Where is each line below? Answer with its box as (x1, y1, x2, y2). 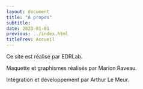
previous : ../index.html (6, 31, 68, 37)
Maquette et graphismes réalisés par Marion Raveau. (6, 65, 137, 72)
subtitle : (6, 20, 31, 26)
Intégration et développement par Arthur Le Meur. (6, 76, 129, 83)
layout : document (6, 8, 50, 15)
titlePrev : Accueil (6, 36, 55, 42)
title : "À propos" (6, 14, 52, 20)
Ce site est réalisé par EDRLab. (6, 53, 83, 60)
